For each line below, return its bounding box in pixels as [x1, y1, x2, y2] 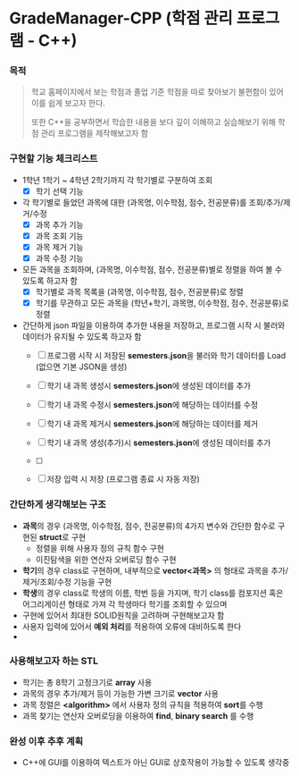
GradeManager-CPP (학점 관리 [9, 8, 234, 29]
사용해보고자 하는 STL [9, 654, 98, 667]
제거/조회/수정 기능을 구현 [21, 576, 112, 586]
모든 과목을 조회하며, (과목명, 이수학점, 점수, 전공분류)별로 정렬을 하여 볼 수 [21, 265, 283, 275]
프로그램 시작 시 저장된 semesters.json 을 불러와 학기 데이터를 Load [46, 350, 287, 361]
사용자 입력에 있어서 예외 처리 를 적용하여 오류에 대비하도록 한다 [21, 620, 242, 631]
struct [38, 531, 62, 542]
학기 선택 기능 [35, 185, 84, 197]
